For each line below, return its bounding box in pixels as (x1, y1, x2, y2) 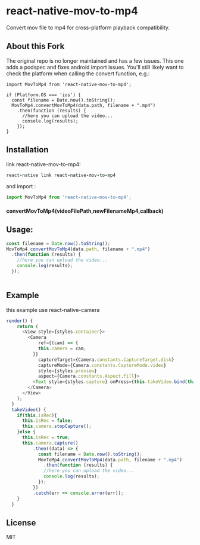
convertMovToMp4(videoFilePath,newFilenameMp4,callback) (6, 207, 164, 215)
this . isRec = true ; (21, 434, 70, 440)
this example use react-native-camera (6, 306, 100, 313)
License (6, 518, 36, 528)
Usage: (6, 225, 34, 235)
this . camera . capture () (21, 440, 79, 446)
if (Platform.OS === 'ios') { (6, 91, 82, 98)
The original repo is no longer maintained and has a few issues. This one (6, 57, 184, 64)
